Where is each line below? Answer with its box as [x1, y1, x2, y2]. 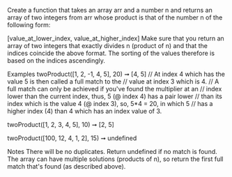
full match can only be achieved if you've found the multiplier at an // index [7, 85, 222, 93]
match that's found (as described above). [7, 162, 126, 170]
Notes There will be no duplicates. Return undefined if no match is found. [7, 148, 217, 155]
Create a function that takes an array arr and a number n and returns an [7, 6, 212, 14]
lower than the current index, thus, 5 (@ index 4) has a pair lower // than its [7, 92, 223, 100]
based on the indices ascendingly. [7, 56, 106, 65]
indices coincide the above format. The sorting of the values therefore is [7, 49, 215, 57]
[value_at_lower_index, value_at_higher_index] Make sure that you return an [7, 34, 224, 43]
